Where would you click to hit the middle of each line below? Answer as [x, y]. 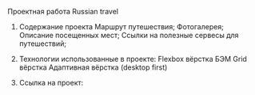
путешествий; [43, 44]
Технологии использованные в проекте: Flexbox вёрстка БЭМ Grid [133, 59]
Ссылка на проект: [51, 83]
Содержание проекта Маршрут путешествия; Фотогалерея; [122, 27]
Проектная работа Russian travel [63, 11]
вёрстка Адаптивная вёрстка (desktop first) [93, 67]
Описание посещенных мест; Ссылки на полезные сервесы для [129, 35]
